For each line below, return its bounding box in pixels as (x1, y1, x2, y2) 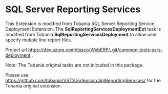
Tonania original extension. (5, 83, 62, 89)
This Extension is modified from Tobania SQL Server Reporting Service (5, 20, 155, 27)
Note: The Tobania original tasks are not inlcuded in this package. (5, 62, 144, 68)
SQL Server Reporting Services (5, 4, 141, 15)
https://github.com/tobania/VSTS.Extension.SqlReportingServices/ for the (5, 77, 161, 83)
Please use (5, 72, 29, 78)
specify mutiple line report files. (5, 37, 72, 43)
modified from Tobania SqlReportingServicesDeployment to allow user (5, 31, 157, 37)
